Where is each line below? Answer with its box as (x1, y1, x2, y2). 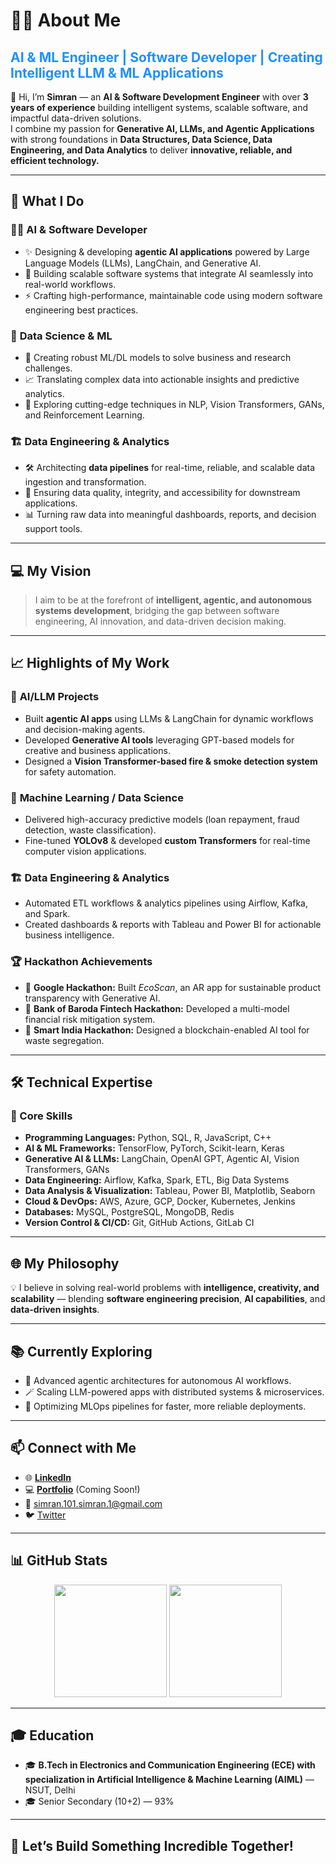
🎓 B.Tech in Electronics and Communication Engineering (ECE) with (24, 1759, 316, 1771)
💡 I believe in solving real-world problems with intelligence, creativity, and (10, 1282, 320, 1294)
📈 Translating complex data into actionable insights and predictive (24, 373, 300, 385)
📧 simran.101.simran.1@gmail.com (24, 1497, 163, 1509)
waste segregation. (24, 1034, 105, 1046)
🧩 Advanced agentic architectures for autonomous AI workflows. (24, 1374, 292, 1386)
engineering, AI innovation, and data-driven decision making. (34, 615, 287, 628)
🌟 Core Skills (10, 1109, 73, 1123)
